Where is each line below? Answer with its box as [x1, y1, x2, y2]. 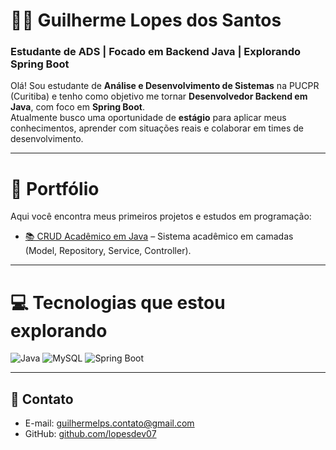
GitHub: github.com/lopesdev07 [24, 428, 157, 440]
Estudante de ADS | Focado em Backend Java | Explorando [10, 45, 302, 59]
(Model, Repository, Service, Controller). [24, 245, 192, 257]
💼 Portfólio [10, 177, 100, 200]
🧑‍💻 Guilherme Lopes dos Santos [10, 9, 282, 32]
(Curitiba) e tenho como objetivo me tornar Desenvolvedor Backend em [10, 90, 308, 103]
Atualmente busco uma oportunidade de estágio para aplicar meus [10, 112, 287, 124]
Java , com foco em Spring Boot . [10, 101, 145, 113]
